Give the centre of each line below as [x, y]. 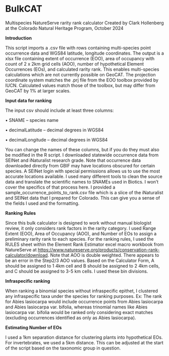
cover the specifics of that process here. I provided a [60, 187]
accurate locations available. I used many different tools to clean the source [84, 176]
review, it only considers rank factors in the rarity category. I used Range [81, 228]
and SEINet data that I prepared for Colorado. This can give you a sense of [83, 198]
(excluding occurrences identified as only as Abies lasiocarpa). [71, 318]
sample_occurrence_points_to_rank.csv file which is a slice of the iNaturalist [84, 192]
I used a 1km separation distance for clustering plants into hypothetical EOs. [84, 337]
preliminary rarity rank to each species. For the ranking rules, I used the [79, 239]
